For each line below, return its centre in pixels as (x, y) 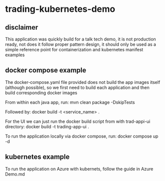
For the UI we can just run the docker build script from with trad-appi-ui (78, 121)
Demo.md (15, 174)
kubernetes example (37, 157)
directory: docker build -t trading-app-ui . (47, 126)
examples (15, 55)
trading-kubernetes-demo (60, 9)
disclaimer (22, 27)
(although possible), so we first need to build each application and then (77, 87)
